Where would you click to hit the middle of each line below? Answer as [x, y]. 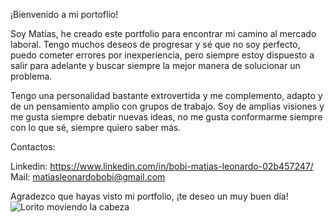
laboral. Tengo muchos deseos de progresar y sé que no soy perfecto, [155, 44]
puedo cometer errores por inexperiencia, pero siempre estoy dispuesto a [162, 55]
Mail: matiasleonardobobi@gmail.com [88, 177]
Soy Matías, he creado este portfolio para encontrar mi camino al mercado [163, 33]
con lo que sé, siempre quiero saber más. [96, 127]
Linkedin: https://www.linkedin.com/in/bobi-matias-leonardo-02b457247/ [162, 166]
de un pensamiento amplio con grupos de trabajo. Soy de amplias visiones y [167, 106]
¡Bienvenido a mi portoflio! [64, 14]
